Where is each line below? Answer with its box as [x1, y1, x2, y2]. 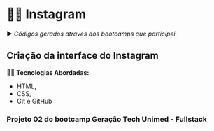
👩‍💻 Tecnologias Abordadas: [6, 68, 90, 76]
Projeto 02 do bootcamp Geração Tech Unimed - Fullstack [6, 114, 207, 124]
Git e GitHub [16, 97, 52, 105]
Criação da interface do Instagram [6, 50, 159, 62]
